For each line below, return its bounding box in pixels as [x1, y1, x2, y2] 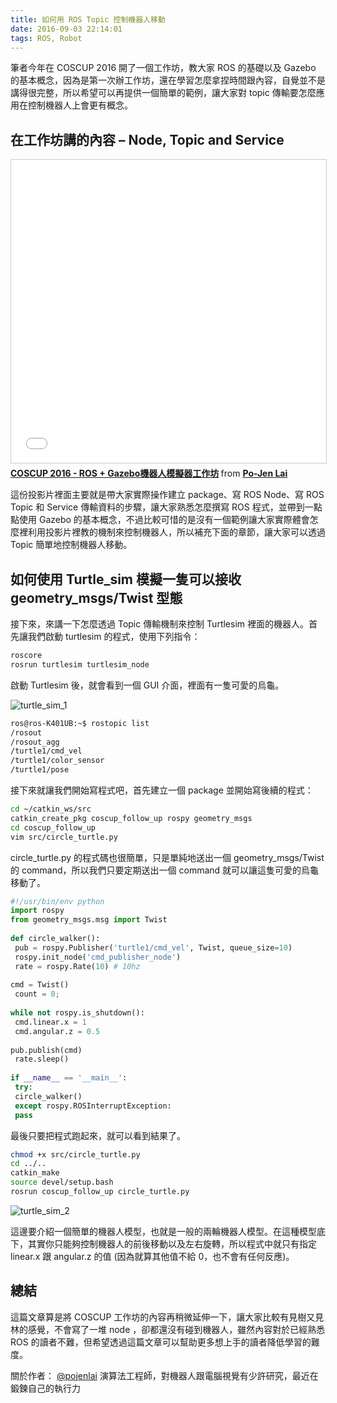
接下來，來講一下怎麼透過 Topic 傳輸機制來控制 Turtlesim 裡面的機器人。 [10, 618, 309, 630]
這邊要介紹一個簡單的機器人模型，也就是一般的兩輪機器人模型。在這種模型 [10, 1225, 317, 1237]
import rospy [10, 906, 65, 916]
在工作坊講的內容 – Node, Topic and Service [10, 131, 285, 148]
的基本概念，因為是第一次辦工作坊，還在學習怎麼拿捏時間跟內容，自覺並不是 [10, 74, 326, 86]
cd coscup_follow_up [10, 822, 97, 833]
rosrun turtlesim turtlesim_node [10, 659, 150, 670]
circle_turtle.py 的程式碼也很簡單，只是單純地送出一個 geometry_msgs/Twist [10, 851, 325, 863]
